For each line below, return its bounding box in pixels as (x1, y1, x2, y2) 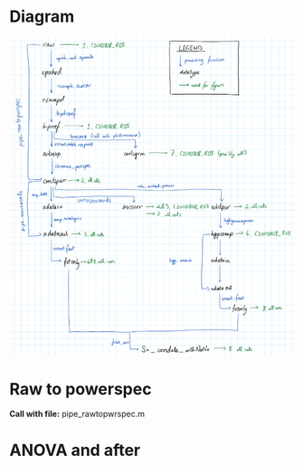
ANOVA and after (9, 441, 141, 460)
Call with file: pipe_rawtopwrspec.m (9, 409, 145, 420)
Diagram (9, 6, 75, 27)
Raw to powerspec (9, 378, 152, 399)
